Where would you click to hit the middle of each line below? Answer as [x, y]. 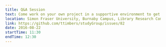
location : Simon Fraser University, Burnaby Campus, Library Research [79, 19]
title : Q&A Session [25, 10]
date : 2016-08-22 [23, 28]
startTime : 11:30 [23, 32]
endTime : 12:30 [21, 37]
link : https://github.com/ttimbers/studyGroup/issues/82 [65, 23]
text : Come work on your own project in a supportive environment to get [83, 14]
